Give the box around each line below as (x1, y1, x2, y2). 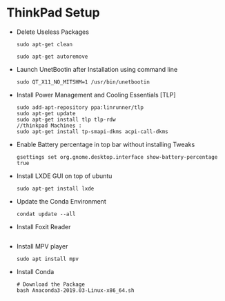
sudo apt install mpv (16, 255, 79, 262)
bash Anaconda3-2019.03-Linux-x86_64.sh (16, 287, 135, 294)
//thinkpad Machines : (16, 122, 82, 129)
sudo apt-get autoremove (16, 53, 88, 60)
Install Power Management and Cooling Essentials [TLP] (16, 90, 177, 99)
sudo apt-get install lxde (16, 185, 95, 192)
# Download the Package (16, 281, 86, 288)
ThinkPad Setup (6, 5, 101, 21)
